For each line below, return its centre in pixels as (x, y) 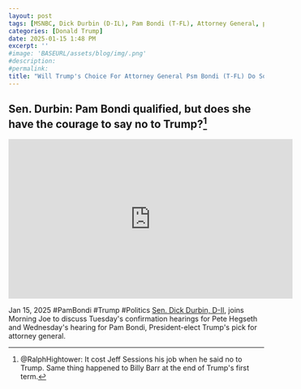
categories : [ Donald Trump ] (56, 31)
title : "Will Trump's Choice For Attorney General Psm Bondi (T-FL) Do (132, 76)
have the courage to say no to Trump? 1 (108, 123)
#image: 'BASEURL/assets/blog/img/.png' (78, 53)
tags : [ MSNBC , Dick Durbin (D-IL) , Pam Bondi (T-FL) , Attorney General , (134, 24)
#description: (32, 62)
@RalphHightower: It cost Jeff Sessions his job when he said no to (131, 359)
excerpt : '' (28, 46)
